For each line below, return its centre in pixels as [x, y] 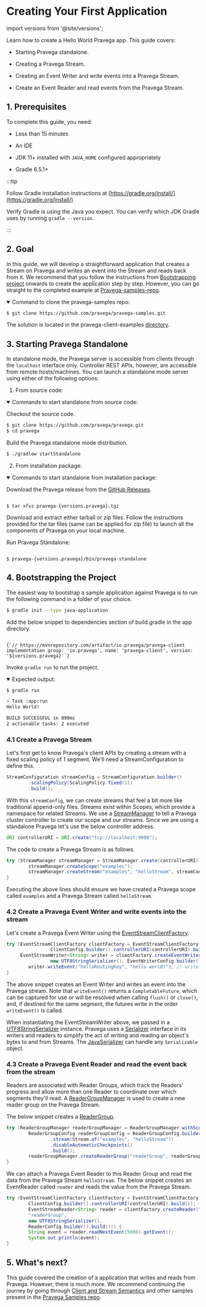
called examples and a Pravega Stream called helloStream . [79, 896]
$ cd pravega [23, 431]
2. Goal [20, 249]
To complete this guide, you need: [49, 121]
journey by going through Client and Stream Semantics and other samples [100, 1290]
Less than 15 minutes [42, 134]
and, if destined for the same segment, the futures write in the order [92, 1003]
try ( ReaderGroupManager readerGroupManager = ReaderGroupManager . [94, 1128]
